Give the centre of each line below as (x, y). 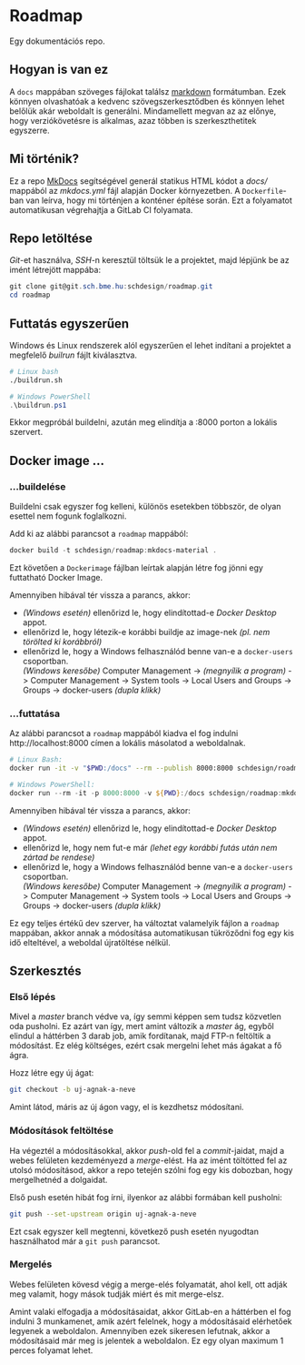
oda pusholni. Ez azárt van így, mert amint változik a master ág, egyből (142, 1026)
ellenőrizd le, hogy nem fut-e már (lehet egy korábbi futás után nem (150, 847)
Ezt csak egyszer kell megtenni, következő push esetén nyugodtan (134, 1231)
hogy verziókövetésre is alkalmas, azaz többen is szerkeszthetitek (133, 120)
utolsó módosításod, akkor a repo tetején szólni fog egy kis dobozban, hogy (151, 1169)
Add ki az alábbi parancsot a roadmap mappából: (99, 534)
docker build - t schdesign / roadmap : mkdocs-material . (113, 551)
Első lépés (33, 997)
